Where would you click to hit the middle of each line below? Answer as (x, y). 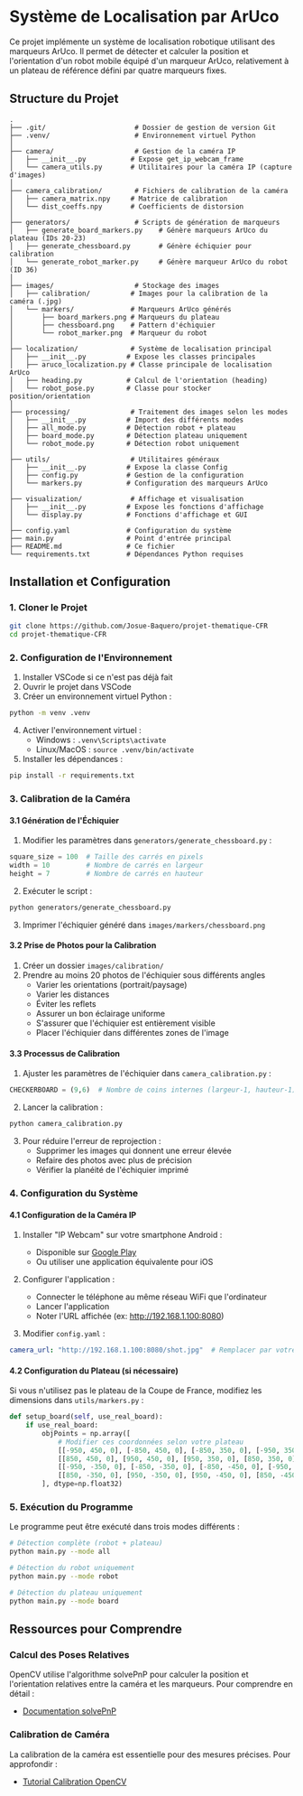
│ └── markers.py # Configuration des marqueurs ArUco (139, 483)
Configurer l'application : (69, 1280)
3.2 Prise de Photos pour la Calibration (83, 945)
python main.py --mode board (64, 1601)
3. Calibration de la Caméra (70, 799)
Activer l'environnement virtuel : (82, 730)
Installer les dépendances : (73, 759)
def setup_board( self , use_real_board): (87, 1417)
